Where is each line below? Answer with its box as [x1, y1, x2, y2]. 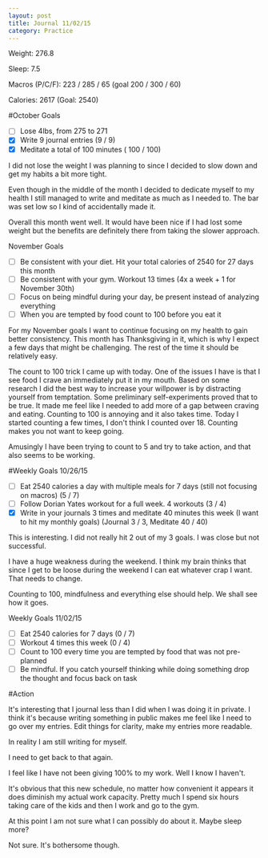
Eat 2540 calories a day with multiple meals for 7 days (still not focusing [19, 481, 258, 491]
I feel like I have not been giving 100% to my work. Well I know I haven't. [8, 768, 246, 778]
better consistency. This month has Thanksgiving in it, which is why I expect [8, 334, 259, 343]
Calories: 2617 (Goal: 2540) [8, 95, 99, 105]
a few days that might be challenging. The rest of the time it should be [8, 342, 239, 352]
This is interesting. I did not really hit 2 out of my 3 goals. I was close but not [8, 532, 260, 542]
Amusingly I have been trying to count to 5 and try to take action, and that [8, 442, 251, 451]
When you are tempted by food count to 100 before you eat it [19, 310, 222, 319]
